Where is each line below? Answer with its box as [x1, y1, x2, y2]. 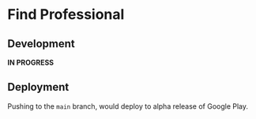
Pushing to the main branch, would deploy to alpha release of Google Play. [7, 101, 249, 111]
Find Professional [7, 6, 125, 24]
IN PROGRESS [7, 58, 55, 67]
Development [7, 37, 76, 50]
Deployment [7, 80, 70, 94]
